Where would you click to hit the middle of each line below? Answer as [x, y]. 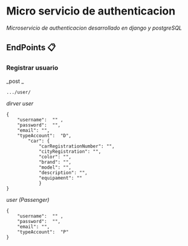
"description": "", [63, 173]
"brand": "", [55, 162]
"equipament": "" [60, 178]
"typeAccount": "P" [43, 232]
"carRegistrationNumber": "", [76, 146]
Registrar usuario [32, 68]
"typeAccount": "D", [44, 135]
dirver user [20, 103]
